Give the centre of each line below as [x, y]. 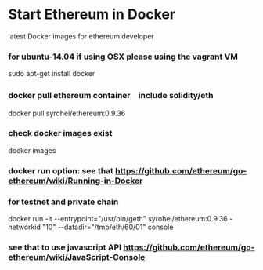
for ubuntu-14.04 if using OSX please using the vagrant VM [123, 57]
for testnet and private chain [63, 202]
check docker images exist [60, 133]
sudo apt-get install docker [52, 74]
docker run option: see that [61, 170]
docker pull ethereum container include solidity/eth [111, 96]
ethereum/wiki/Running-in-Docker [76, 181]
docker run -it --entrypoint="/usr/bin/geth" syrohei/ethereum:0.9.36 [118, 219]
